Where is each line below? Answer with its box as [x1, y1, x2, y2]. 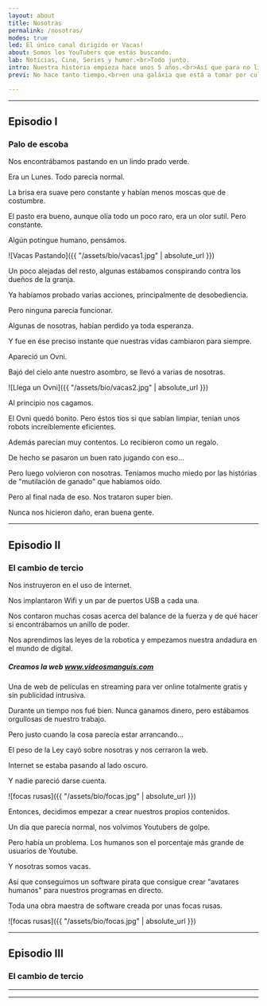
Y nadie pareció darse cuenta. [8, 776, 107, 785]
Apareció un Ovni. [8, 352, 68, 362]
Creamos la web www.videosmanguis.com [8, 662, 154, 671]
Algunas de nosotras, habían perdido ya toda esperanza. [8, 321, 194, 331]
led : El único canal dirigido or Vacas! [8, 41, 145, 49]
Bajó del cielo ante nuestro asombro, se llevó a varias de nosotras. [8, 367, 226, 377]
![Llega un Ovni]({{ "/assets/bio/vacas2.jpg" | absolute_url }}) [8, 383, 209, 393]
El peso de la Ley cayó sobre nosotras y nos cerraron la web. [8, 745, 208, 754]
